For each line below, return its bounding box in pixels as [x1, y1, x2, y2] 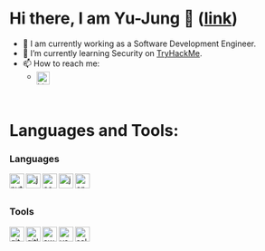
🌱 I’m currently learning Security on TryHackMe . [22, 47, 203, 58]
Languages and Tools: [9, 121, 179, 141]
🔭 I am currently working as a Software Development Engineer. [22, 38, 257, 49]
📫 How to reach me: [22, 58, 100, 69]
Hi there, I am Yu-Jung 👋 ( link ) [9, 8, 238, 29]
